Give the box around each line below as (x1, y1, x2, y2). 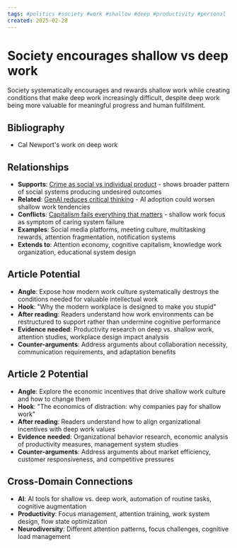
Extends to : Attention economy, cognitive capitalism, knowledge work (17, 241, 222, 249)
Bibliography (7, 121, 65, 133)
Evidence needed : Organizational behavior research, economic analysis (17, 432, 229, 441)
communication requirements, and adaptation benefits (17, 347, 176, 356)
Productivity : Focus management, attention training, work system (17, 509, 210, 518)
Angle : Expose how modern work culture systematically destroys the (17, 287, 219, 295)
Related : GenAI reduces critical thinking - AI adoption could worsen (17, 195, 215, 204)
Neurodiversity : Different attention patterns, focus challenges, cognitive (17, 525, 229, 533)
